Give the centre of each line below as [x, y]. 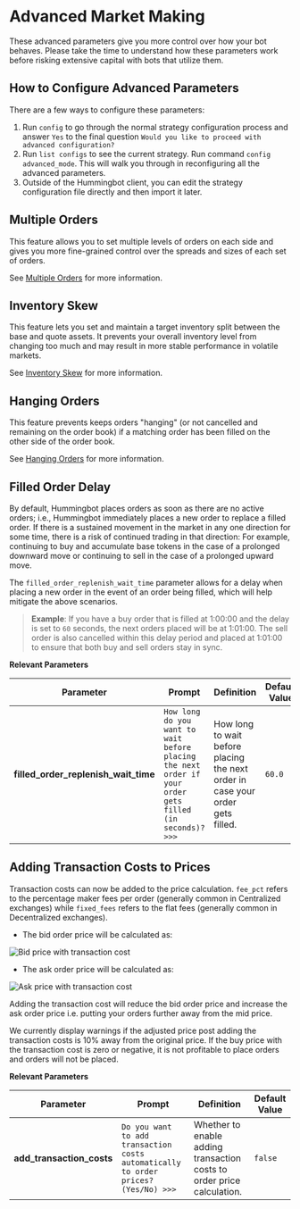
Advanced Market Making [107, 17]
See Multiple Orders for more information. [86, 278]
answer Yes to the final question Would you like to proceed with [142, 137]
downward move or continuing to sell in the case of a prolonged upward [142, 556]
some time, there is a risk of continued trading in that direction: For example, [150, 537]
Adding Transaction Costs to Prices [110, 867]
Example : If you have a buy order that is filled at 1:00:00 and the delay [160, 619]
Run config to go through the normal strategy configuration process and [155, 127]
